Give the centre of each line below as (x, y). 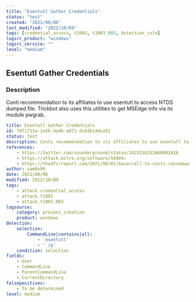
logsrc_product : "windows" (39, 39)
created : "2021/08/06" (34, 22)
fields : (15, 256)
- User (24, 261)
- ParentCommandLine (41, 272)
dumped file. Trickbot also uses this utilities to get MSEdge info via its (90, 109)
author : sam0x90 (26, 169)
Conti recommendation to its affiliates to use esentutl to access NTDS (90, 102)
